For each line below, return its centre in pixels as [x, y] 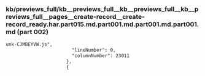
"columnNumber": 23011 [101, 56]
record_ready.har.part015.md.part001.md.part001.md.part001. [102, 24]
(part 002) [33, 32]
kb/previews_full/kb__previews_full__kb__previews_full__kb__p [102, 9]
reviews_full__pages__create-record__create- [75, 16]
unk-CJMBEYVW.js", [29, 44]
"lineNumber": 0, [94, 50]
